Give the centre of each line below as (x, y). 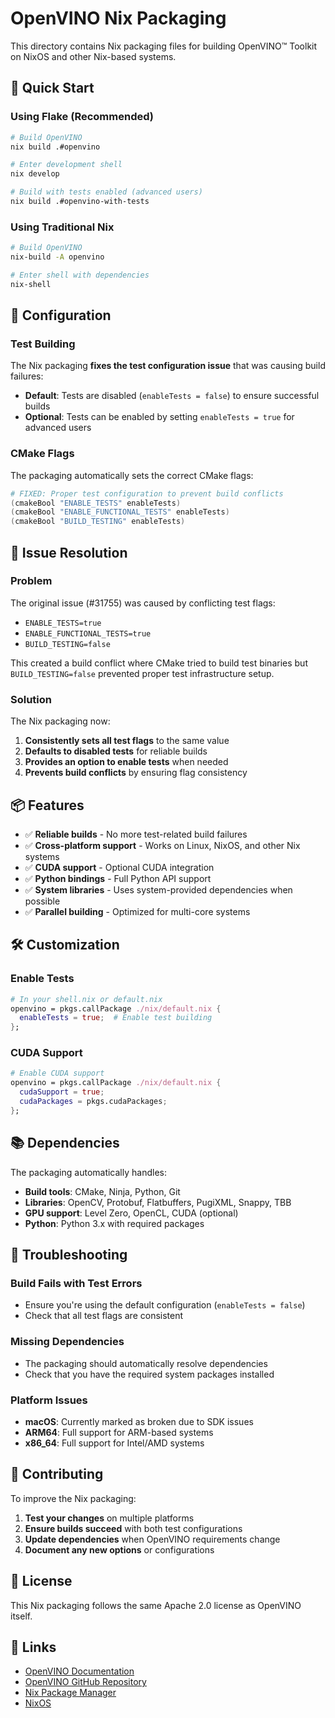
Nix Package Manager (70, 1693)
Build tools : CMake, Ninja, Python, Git (102, 1191)
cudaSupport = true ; (62, 1092)
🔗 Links (33, 1647)
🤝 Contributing (57, 1474)
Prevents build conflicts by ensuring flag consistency (136, 773)
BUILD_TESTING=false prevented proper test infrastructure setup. (142, 673)
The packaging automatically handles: (88, 1172)
